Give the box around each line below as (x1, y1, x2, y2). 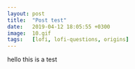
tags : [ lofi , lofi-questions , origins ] (7, 36, 129, 43)
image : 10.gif (7, 29, 51, 37)
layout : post (7, 10, 45, 17)
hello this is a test (7, 55, 58, 63)
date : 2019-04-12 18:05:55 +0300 (7, 23, 111, 30)
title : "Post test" (7, 17, 67, 24)
